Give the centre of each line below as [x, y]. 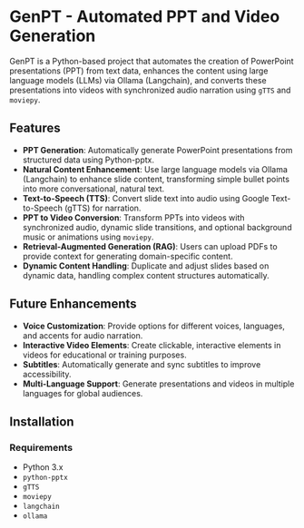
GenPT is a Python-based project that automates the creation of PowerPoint [152, 61]
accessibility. [47, 374]
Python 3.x [43, 467]
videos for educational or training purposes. [105, 355]
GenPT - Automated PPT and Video [145, 17]
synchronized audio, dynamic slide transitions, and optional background [157, 227]
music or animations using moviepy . [88, 237]
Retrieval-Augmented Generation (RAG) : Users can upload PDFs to [150, 246]
